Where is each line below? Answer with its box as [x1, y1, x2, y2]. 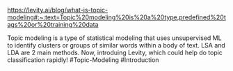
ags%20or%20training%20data [7, 21, 99, 28]
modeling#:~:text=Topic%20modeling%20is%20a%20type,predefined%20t [7, 13, 226, 21]
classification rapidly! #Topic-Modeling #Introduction [7, 56, 159, 64]
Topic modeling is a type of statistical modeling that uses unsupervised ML [7, 34, 222, 42]
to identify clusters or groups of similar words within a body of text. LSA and [7, 41, 226, 49]
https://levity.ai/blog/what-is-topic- [7, 6, 109, 14]
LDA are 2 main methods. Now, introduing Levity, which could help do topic [7, 48, 223, 57]
